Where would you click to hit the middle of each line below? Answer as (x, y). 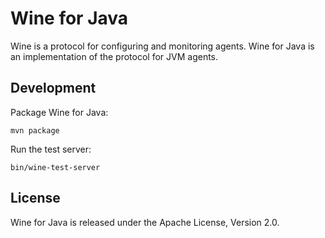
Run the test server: (51, 149)
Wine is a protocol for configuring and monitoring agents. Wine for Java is (162, 46)
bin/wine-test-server (55, 167)
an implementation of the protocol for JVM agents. (114, 56)
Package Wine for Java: (59, 112)
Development (53, 88)
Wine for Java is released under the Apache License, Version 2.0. (145, 222)
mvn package (35, 130)
